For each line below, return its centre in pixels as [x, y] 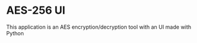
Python [15, 33]
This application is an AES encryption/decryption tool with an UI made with [99, 27]
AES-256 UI [36, 10]
